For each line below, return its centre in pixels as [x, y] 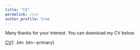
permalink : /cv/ [22, 14]
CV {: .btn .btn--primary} [30, 43]
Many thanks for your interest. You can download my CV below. [70, 33]
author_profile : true [28, 19]
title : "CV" [17, 10]
